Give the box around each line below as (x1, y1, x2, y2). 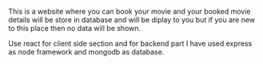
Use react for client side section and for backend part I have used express (8, 39, 253, 48)
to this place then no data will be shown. (8, 24, 141, 32)
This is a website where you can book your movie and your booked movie (8, 7, 251, 16)
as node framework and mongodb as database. (8, 47, 165, 56)
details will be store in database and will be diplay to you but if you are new (8, 15, 256, 24)
